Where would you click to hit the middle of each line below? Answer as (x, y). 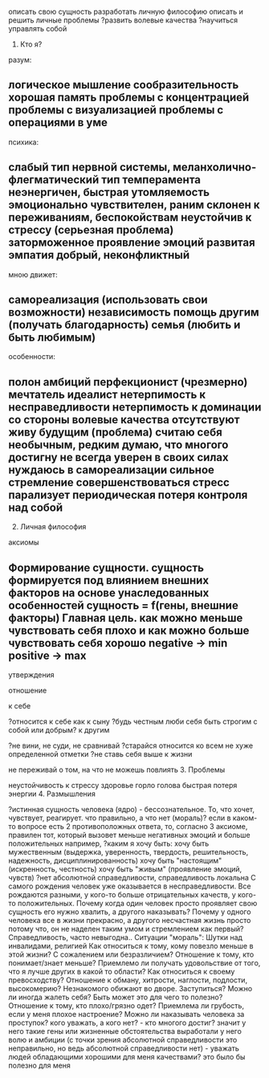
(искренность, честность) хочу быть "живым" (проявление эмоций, (125, 869)
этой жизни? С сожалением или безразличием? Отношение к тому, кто (131, 954)
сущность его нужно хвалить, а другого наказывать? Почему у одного (130, 912)
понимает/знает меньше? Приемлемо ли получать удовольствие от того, (134, 963)
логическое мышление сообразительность (124, 85)
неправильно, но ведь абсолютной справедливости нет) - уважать (124, 1048)
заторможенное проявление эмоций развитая (132, 243)
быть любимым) (52, 338)
